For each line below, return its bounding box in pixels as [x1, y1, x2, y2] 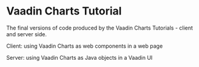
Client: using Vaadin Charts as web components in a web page [6, 42, 163, 49]
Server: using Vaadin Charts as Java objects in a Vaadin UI [6, 54, 153, 61]
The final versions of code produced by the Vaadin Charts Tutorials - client [6, 24, 193, 31]
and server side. [6, 30, 47, 37]
